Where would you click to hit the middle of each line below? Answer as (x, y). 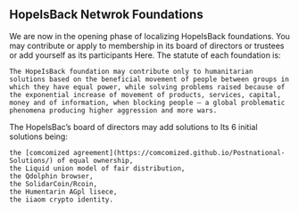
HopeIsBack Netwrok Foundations (106, 15)
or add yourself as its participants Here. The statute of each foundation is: (145, 55)
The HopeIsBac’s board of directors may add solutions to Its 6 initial (133, 127)
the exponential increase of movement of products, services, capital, (145, 94)
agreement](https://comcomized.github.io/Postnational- (179, 152)
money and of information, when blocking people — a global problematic (147, 102)
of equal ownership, (95, 160)
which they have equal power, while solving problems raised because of (147, 87)
